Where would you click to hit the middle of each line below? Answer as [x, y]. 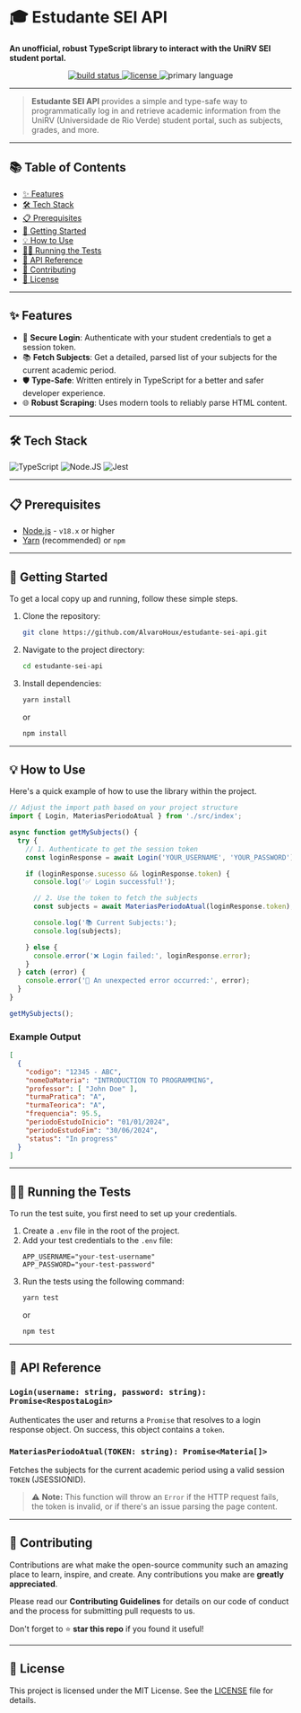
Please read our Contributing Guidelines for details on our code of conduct [149, 1601]
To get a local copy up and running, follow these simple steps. [124, 599]
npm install [44, 733]
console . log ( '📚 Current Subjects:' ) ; [105, 923]
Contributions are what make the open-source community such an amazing [149, 1565]
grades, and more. [65, 129]
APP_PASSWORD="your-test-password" [89, 1265]
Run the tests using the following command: [103, 1282]
